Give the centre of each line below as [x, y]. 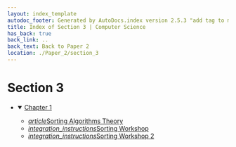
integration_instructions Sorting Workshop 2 [91, 136]
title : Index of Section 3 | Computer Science [77, 27]
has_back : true [29, 33]
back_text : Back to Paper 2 [48, 46]
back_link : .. [28, 40]
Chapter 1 [38, 107]
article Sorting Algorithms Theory [76, 121]
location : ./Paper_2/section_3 [53, 53]
